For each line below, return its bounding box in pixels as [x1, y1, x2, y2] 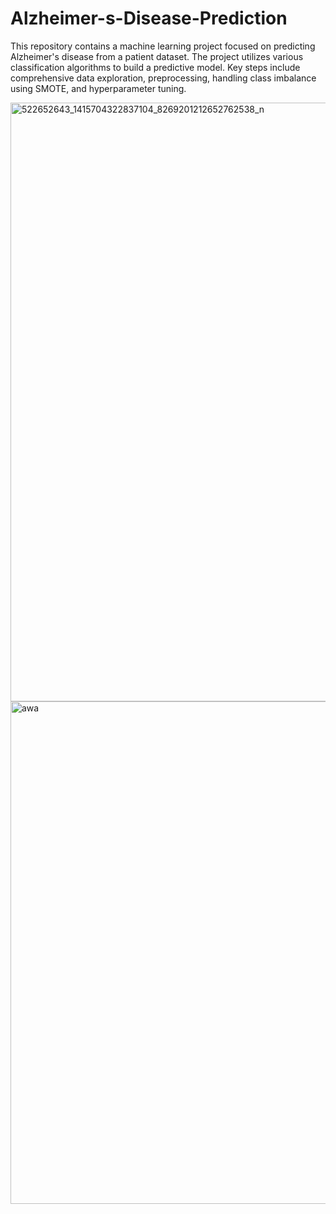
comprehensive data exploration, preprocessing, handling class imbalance [10, 72, 317, 84]
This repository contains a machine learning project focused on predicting [10, 40, 316, 52]
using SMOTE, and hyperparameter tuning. [10, 82, 187, 94]
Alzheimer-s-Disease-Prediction [10, 7, 288, 30]
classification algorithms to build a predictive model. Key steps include [10, 61, 301, 73]
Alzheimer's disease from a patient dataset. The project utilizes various [10, 50, 304, 62]
